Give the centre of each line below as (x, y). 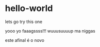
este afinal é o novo (25, 40)
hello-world (29, 8)
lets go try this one (24, 22)
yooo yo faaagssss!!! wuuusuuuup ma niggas (50, 31)
